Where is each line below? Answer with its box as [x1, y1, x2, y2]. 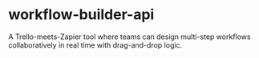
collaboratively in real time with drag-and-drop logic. [8, 40, 183, 49]
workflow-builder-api [8, 6, 155, 24]
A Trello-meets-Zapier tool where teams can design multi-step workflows [8, 32, 251, 41]
